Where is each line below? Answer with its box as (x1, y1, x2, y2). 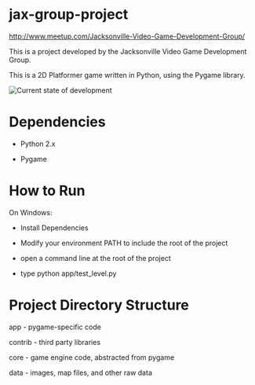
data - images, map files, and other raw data (9, 368, 152, 377)
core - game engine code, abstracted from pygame (9, 352, 175, 362)
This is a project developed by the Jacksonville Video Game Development (9, 46, 247, 56)
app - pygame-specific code (9, 322, 101, 332)
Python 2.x (20, 139, 56, 148)
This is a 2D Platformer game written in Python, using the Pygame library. (9, 70, 246, 79)
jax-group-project (9, 5, 129, 24)
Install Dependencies (20, 222, 89, 233)
